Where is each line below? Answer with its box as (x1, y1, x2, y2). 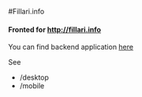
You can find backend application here (8, 43, 134, 52)
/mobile (19, 81, 45, 91)
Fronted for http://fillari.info (8, 24, 101, 34)
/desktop (19, 73, 50, 82)
